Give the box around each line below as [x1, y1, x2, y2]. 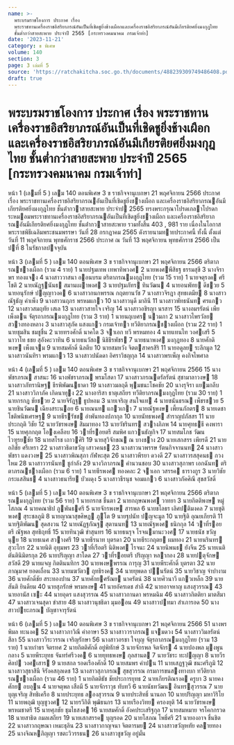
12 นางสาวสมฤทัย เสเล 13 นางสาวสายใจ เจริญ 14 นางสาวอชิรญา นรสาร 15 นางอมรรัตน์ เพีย [8, 304, 220, 313]
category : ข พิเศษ [8, 42, 56, 49]
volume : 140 [8, 49, 42, 56]
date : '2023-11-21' [8, 36, 65, 43]
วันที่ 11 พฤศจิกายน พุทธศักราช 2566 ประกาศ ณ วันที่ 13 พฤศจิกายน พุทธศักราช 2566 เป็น [8, 236, 221, 244]
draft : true [8, 74, 42, 82]
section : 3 [8, 56, 40, 63]
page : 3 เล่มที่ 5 [8, 62, 49, 69]
